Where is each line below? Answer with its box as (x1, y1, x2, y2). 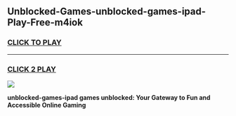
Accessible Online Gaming (7, 101, 86, 109)
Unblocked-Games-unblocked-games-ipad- (7, 6, 206, 18)
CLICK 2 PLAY (7, 64, 56, 74)
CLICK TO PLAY (7, 38, 62, 48)
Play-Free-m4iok (7, 17, 83, 29)
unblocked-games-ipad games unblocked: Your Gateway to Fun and (7, 93, 211, 101)
